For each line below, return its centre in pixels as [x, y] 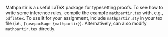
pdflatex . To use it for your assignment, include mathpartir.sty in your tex [84, 18]
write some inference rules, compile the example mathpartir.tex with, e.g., [85, 13]
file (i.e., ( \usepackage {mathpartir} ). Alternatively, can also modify [76, 23]
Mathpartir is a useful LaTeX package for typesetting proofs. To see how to [84, 7]
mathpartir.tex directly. [30, 29]
